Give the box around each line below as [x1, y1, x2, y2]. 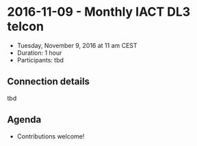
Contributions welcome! [16, 132, 85, 141]
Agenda [7, 114, 42, 125]
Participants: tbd [16, 56, 64, 64]
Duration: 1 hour [16, 49, 62, 57]
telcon [7, 19, 44, 34]
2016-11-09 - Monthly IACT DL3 [7, 4, 191, 20]
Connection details [7, 76, 90, 88]
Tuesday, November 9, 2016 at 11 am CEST [16, 41, 138, 49]
